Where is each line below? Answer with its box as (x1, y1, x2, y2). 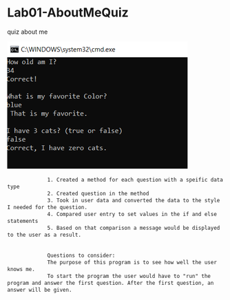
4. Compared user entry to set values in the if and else (47, 211, 217, 217)
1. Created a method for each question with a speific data (47, 176, 224, 183)
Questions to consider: (47, 252, 116, 259)
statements (7, 217, 39, 224)
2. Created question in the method (47, 190, 149, 197)
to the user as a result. (7, 231, 81, 238)
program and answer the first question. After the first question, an (7, 279, 214, 286)
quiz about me (7, 28, 48, 36)
